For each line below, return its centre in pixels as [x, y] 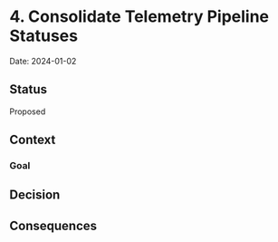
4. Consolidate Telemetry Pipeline [139, 17]
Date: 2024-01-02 [43, 61]
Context [33, 140]
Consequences [53, 225]
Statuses [44, 36]
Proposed [28, 111]
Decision [35, 195]
